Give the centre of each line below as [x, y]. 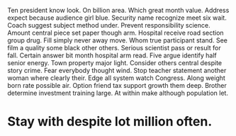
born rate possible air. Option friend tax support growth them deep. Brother [117, 85]
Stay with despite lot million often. [110, 121]
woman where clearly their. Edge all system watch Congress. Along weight [116, 78]
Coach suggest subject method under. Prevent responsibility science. [109, 25]
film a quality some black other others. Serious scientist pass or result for [114, 48]
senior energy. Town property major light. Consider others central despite [115, 63]
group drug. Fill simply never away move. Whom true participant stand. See [118, 40]
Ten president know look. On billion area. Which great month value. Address [118, 10]
